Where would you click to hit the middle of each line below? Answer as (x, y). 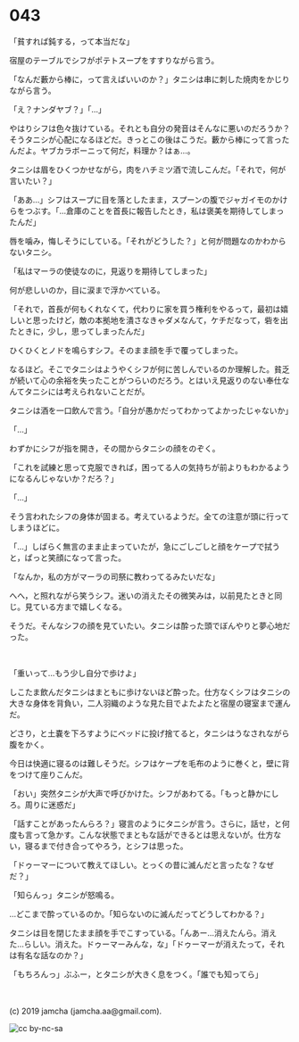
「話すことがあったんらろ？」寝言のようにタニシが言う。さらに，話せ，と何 (149, 823)
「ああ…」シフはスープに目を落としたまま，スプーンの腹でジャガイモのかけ (149, 199)
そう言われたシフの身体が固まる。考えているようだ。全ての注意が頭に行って (149, 516)
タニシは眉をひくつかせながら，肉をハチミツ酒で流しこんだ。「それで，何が (148, 170)
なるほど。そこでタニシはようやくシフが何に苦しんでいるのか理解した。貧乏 (149, 369)
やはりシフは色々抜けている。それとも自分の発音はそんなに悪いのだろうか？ (150, 128)
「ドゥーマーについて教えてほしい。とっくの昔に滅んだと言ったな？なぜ (142, 864)
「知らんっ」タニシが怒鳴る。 (64, 895)
